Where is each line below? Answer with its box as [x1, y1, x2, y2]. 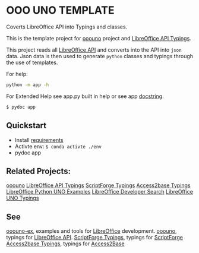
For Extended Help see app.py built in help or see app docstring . [6, 93, 165, 100]
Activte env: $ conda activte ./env [14, 143, 102, 150]
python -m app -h [6, 81, 49, 88]
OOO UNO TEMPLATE [6, 4, 115, 17]
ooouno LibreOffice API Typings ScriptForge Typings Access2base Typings [6, 182, 191, 189]
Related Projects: [6, 166, 71, 176]
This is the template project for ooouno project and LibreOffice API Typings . [6, 34, 191, 42]
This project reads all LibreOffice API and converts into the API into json [6, 46, 182, 53]
